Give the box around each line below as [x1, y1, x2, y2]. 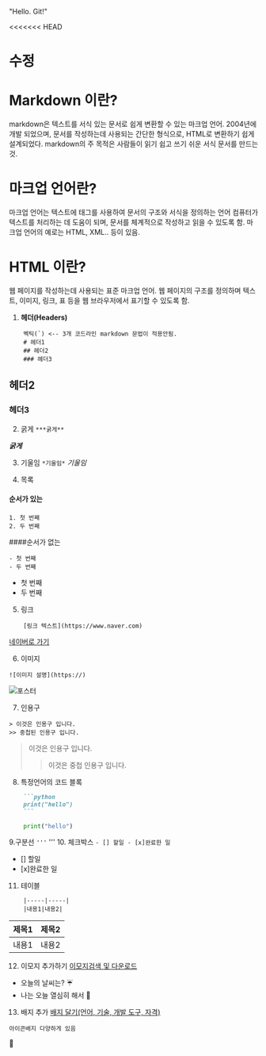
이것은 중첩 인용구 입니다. [47, 760, 127, 770]
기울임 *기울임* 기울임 [20, 458, 87, 467]
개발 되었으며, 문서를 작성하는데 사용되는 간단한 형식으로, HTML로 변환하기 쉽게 [9, 129, 255, 139]
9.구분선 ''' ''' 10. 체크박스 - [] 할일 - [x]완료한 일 [9, 837, 171, 847]
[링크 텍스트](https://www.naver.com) [23, 622, 143, 630]
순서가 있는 [9, 494, 43, 504]
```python [23, 793, 56, 801]
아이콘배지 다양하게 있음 [9, 1025, 76, 1033]
